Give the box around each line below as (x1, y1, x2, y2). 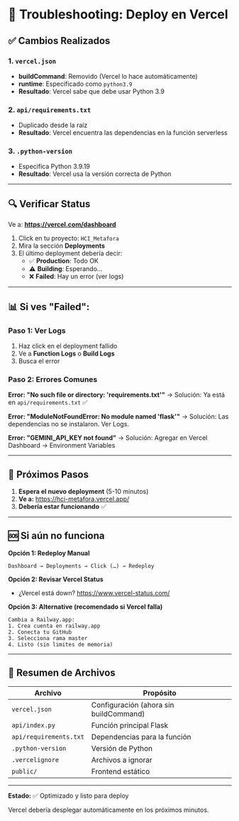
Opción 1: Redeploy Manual (8, 549, 91, 557)
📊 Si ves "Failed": (8, 301, 90, 313)
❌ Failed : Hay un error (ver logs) (28, 272, 124, 281)
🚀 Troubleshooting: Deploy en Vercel (8, 6, 229, 23)
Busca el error (18, 356, 60, 365)
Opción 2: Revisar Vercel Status (8, 575, 104, 583)
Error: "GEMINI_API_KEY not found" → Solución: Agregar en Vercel (8, 434, 208, 442)
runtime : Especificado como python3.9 (18, 79, 133, 88)
